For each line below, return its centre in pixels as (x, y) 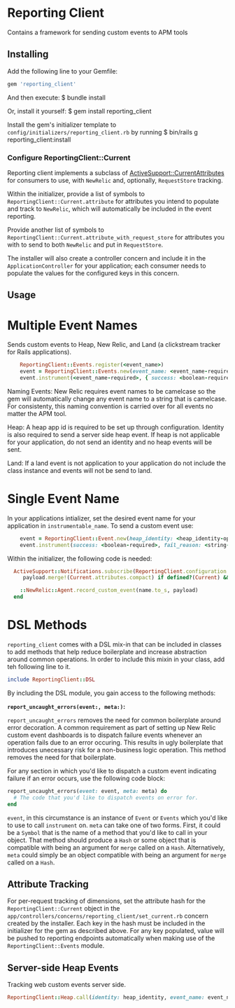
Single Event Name (64, 499)
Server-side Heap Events (63, 968)
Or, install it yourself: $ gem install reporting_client (79, 111)
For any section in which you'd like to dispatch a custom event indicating (112, 771)
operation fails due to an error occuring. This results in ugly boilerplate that (115, 742)
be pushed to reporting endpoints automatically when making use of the (111, 938)
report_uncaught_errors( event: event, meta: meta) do (87, 791)
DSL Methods (47, 625)
